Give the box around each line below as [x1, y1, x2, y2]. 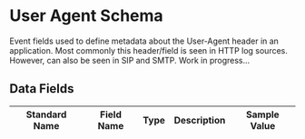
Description [173, 114, 226, 126]
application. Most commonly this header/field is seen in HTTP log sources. [9, 45, 289, 55]
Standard [25, 108, 67, 121]
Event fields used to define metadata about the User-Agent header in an [9, 35, 280, 46]
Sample [246, 108, 280, 121]
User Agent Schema [9, 5, 163, 26]
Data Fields [9, 81, 74, 96]
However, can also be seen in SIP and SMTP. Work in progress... [9, 55, 251, 65]
